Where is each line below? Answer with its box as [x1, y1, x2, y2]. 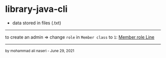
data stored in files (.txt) [12, 20, 61, 26]
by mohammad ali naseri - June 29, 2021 [5, 48, 75, 53]
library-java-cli [5, 3, 68, 15]
